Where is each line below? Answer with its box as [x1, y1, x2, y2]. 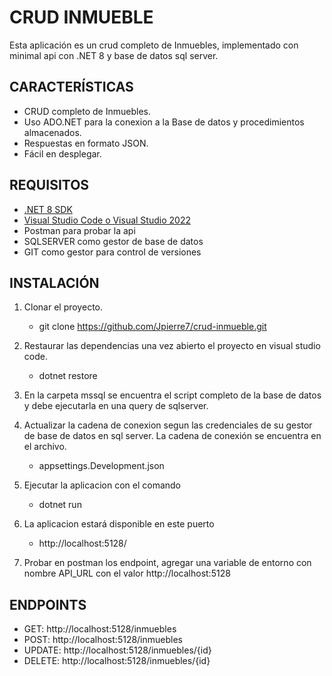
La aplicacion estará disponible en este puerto [23, 518, 215, 530]
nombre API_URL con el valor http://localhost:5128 [23, 567, 231, 580]
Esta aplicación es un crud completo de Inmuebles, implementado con [9, 39, 299, 51]
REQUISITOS [9, 177, 90, 194]
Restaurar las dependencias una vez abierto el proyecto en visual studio [23, 340, 321, 352]
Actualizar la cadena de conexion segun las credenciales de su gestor [23, 419, 313, 431]
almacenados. [23, 126, 82, 138]
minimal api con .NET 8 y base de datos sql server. [9, 49, 219, 61]
